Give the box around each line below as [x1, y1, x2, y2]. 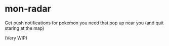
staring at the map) [5, 25, 45, 31]
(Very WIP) [5, 35, 28, 41]
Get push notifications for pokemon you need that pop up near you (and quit [5, 20, 164, 26]
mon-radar [5, 3, 51, 15]
